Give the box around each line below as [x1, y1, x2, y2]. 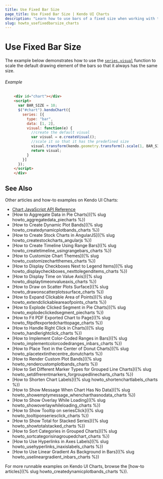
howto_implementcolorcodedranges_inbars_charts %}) [12, 340, 122, 346]
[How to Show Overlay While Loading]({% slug [12, 397, 106, 403]
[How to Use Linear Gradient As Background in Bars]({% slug [12, 448, 135, 454]
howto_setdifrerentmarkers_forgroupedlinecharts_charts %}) [12, 371, 133, 377]
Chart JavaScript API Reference [12, 206, 76, 212]
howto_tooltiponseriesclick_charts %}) [12, 413, 89, 418]
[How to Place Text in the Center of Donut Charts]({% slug [12, 346, 129, 351]
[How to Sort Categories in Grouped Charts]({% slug [12, 428, 117, 434]
